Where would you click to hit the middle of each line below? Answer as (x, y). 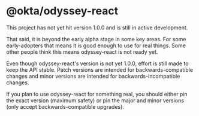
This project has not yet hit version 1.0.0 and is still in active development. (97, 28)
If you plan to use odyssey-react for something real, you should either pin (97, 94)
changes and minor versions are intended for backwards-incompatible (93, 76)
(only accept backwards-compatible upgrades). (65, 106)
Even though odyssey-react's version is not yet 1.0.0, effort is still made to (97, 63)
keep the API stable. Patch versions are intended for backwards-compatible (100, 69)
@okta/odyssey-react (62, 11)
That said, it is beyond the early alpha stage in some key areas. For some (96, 39)
